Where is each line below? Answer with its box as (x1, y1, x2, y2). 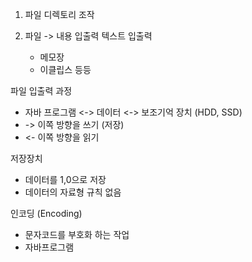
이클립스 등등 (39, 64, 92, 75)
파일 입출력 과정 (10, 85, 73, 97)
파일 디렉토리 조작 (24, 9, 95, 20)
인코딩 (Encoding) (10, 208, 83, 219)
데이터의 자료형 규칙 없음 (24, 186, 122, 198)
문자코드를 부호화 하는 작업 (24, 229, 130, 240)
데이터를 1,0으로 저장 (24, 174, 107, 185)
